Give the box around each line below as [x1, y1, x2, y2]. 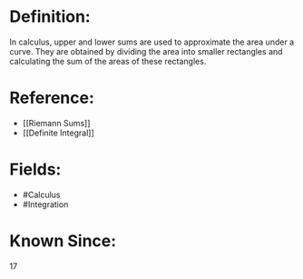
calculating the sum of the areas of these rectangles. [9, 55, 207, 66]
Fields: [9, 159, 62, 180]
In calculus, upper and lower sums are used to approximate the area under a [9, 36, 295, 47]
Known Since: [9, 231, 117, 251]
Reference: [9, 88, 95, 108]
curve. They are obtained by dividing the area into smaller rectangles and [9, 45, 283, 56]
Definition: [9, 6, 91, 27]
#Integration [22, 198, 69, 210]
